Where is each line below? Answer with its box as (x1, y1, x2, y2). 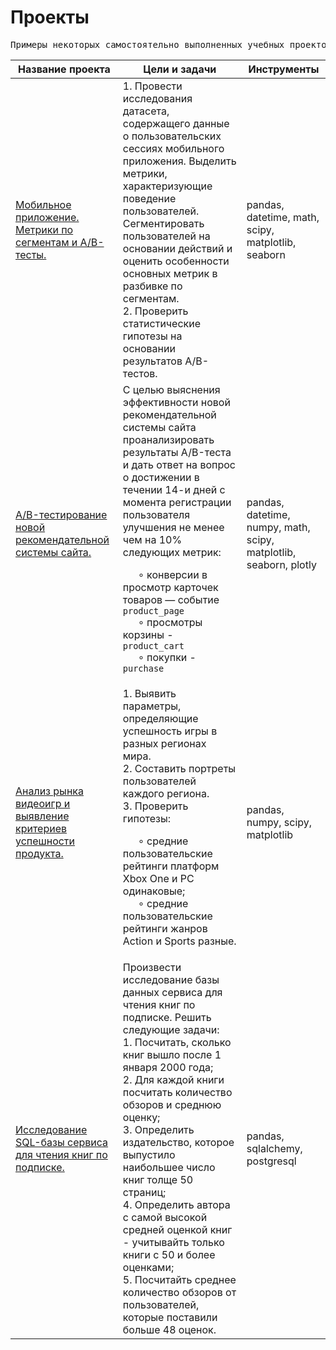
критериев (15, 821, 68, 835)
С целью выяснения (122, 382, 221, 396)
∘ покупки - (137, 650, 197, 664)
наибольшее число (122, 1160, 216, 1174)
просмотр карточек (122, 580, 219, 594)
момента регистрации (122, 495, 232, 509)
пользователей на (122, 229, 211, 243)
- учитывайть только (122, 1235, 225, 1249)
